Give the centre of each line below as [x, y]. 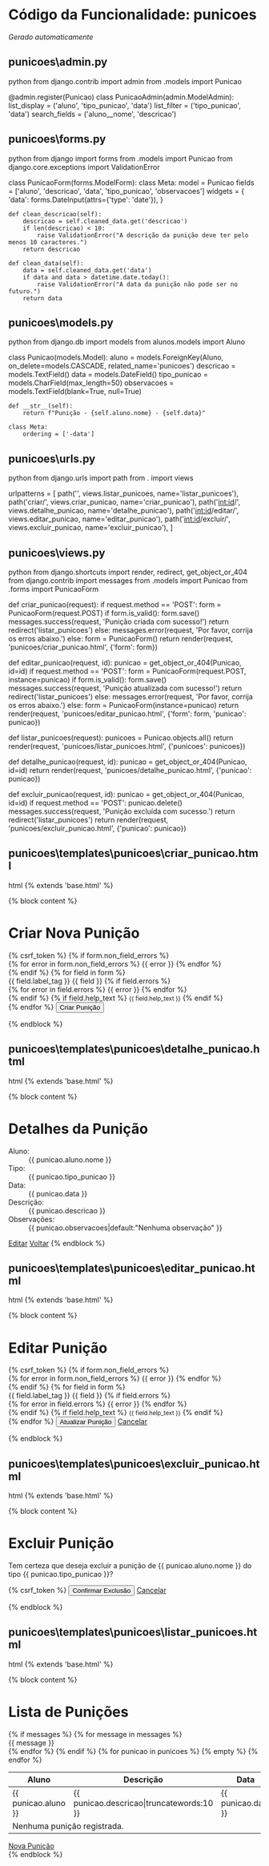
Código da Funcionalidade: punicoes [132, 15]
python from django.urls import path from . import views [101, 478]
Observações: [31, 1219]
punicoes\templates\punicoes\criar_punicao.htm [133, 853]
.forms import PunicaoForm [54, 589]
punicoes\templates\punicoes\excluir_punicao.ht [134, 1464]
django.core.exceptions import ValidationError [84, 167]
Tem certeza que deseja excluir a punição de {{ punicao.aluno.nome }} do [130, 1566]
